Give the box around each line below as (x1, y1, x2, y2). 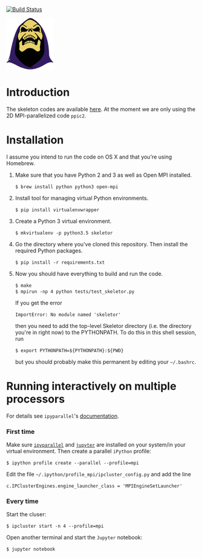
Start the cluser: (6, 511, 47, 518)
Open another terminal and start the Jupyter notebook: (6, 534, 143, 541)
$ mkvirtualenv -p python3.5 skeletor (15, 230, 113, 236)
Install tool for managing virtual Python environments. (15, 194, 149, 202)
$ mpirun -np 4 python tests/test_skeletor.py (15, 288, 135, 295)
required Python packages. (15, 247, 83, 254)
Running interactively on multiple (6, 379, 177, 393)
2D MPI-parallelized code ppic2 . (6, 112, 86, 119)
